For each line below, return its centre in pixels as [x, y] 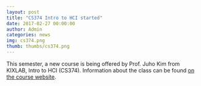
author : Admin [25, 29]
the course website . [31, 77]
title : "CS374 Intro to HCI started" [55, 18]
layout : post [23, 12]
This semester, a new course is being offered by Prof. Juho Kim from [93, 64]
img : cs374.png [26, 41]
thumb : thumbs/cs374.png [38, 47]
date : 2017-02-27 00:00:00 [41, 23]
